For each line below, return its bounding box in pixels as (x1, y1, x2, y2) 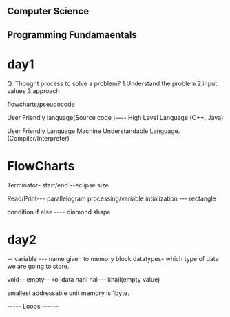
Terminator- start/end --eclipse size (7, 181, 109, 189)
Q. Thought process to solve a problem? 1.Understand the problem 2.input (7, 79, 218, 88)
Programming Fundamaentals (7, 29, 138, 41)
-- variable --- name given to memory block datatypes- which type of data (7, 254, 219, 263)
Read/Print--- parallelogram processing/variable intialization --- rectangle (7, 194, 216, 203)
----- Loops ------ (7, 302, 59, 310)
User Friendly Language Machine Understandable (7, 127, 149, 135)
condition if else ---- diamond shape (7, 207, 111, 216)
